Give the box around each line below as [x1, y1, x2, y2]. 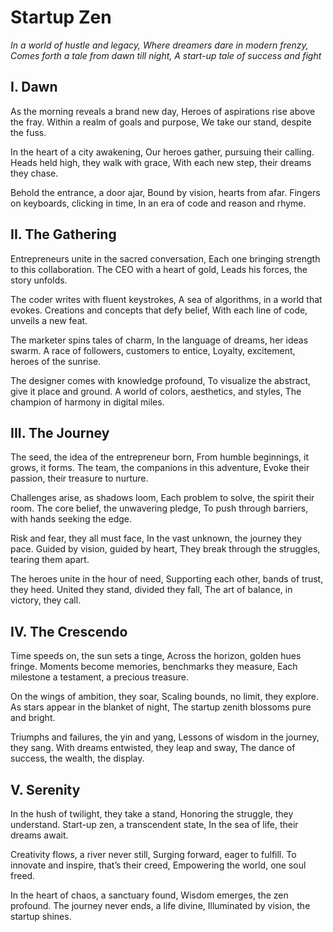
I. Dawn [10, 79, 58, 96]
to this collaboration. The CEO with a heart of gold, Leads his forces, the [10, 263, 308, 275]
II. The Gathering [10, 226, 117, 243]
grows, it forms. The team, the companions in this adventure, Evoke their [10, 462, 310, 474]
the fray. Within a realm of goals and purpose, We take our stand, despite [10, 116, 312, 128]
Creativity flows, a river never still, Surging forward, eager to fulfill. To [10, 849, 297, 860]
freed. [10, 870, 36, 881]
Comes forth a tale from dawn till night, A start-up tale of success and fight [10, 49, 322, 61]
